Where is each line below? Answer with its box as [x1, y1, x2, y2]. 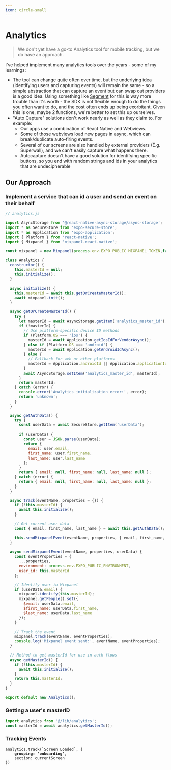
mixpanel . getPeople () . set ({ [18, 596, 79, 602]
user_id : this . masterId [18, 568, 70, 573]
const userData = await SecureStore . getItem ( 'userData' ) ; [18, 422, 145, 427]
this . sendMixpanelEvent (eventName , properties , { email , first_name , [14, 535, 165, 540]
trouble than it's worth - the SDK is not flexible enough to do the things [12, 98, 161, 104]
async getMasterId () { [10, 657, 58, 662]
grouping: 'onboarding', [14, 751, 67, 756]
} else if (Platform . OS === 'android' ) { [23, 342, 113, 348]
